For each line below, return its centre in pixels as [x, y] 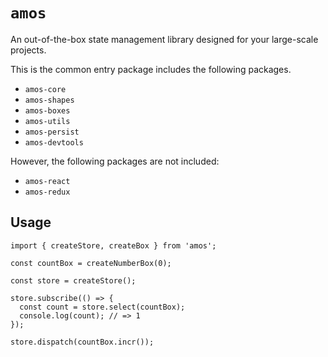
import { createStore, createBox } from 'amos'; [113, 245]
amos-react [47, 181]
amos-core [45, 89]
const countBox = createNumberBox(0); [91, 263]
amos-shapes [49, 100]
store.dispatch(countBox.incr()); [82, 342]
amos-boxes [47, 110]
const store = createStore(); [73, 280]
